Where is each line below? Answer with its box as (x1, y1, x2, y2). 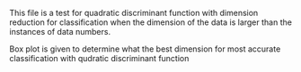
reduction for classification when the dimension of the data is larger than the (9, 17, 292, 28)
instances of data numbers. (9, 27, 111, 36)
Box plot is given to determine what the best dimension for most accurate (9, 44, 281, 54)
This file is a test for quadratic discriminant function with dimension (9, 8, 259, 18)
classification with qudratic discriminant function (9, 53, 190, 63)
